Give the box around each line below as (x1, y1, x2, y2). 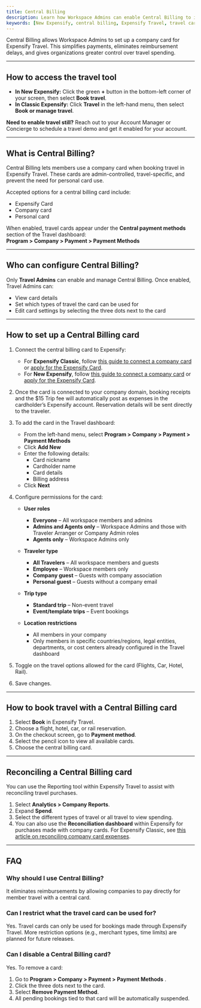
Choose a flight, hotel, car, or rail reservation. (14, 725, 127, 732)
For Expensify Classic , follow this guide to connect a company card (23, 358, 192, 365)
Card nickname (32, 456, 71, 463)
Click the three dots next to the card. (14, 982, 106, 989)
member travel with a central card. (6, 893, 91, 901)
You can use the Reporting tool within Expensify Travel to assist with (6, 783, 175, 790)
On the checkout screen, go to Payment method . (14, 731, 136, 739)
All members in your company (32, 631, 107, 638)
